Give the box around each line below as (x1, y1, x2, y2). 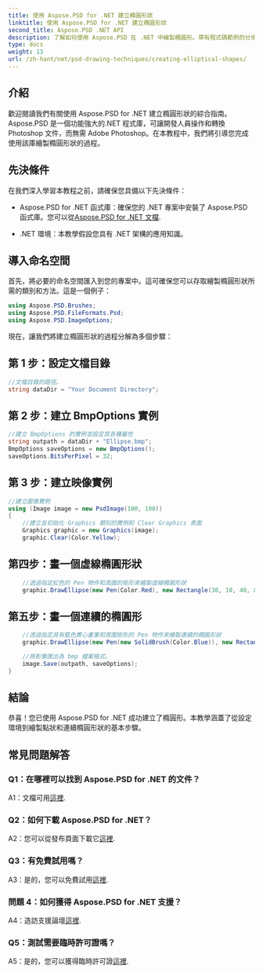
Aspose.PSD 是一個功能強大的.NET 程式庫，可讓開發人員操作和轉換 (8, 119, 225, 128)
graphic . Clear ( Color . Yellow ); (22, 534, 121, 542)
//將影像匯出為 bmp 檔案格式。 (22, 653, 111, 660)
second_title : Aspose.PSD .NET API (8, 26, 124, 34)
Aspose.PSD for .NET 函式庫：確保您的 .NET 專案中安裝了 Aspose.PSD (19, 202, 248, 212)
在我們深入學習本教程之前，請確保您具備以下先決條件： (8, 185, 186, 195)
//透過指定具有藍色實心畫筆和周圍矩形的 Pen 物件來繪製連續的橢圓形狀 (22, 631, 222, 639)
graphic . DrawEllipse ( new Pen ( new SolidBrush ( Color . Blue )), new (22, 638, 233, 646)
